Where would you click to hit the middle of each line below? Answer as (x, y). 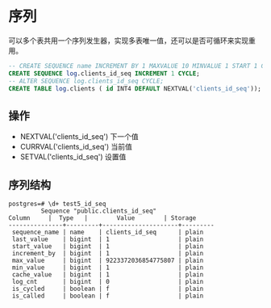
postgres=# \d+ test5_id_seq (57, 204)
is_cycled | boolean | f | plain (108, 289)
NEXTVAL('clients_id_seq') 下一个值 (79, 137)
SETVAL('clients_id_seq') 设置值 (73, 157)
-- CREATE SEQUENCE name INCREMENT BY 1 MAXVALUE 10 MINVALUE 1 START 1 (133, 65)
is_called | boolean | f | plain (108, 296)
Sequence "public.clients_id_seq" (99, 211)
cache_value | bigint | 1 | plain (108, 275)
